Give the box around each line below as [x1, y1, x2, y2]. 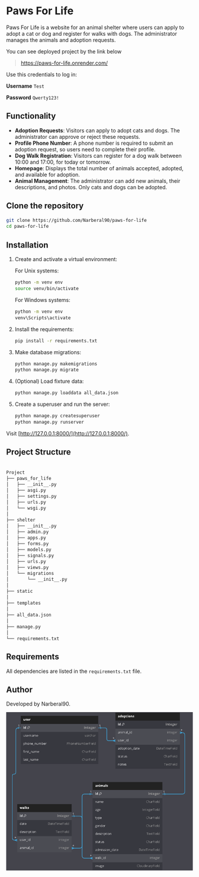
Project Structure [6, 447, 71, 457]
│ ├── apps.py [6, 535, 46, 541]
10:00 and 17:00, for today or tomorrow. [14, 158, 111, 166]
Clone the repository [6, 201, 84, 211]
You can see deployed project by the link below [6, 47, 122, 55]
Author [6, 684, 33, 695]
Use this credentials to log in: [6, 71, 78, 78]
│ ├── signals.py [6, 552, 54, 558]
